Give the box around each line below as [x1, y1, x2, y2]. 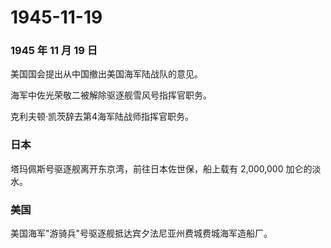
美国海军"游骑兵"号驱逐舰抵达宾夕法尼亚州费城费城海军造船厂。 [10, 227, 273, 240]
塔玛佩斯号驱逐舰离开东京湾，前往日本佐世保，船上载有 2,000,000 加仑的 [10, 162, 313, 175]
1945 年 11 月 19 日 [10, 44, 98, 58]
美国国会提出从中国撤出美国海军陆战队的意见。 [10, 68, 203, 80]
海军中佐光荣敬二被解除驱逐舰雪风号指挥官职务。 [10, 89, 212, 101]
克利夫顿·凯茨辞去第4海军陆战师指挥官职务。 [10, 111, 195, 123]
